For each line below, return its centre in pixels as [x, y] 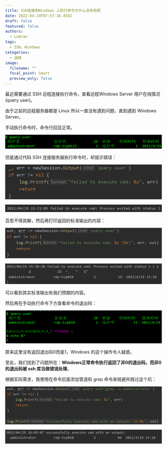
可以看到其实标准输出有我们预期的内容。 [46, 293]
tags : [11, 42]
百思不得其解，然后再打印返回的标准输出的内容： [55, 221]
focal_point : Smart [30, 74]
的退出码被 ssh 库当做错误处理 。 [39, 369]
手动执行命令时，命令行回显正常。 [40, 127]
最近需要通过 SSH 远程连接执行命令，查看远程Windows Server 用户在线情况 [83, 94]
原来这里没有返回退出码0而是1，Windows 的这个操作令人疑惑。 [70, 352]
